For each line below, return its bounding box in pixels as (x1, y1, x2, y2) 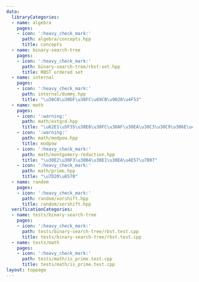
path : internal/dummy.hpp (21, 91, 86, 97)
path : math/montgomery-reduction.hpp (21, 151, 115, 157)
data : (6, 8, 20, 15)
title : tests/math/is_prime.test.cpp (21, 261, 115, 268)
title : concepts (21, 42, 62, 48)
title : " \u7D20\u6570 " (21, 174, 78, 180)
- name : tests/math (11, 239, 60, 245)
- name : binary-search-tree (11, 47, 81, 53)
